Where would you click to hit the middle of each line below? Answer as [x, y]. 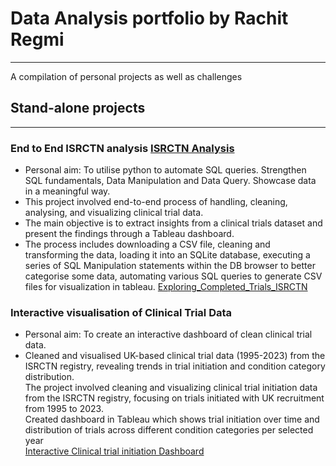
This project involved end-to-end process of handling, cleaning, [156, 202]
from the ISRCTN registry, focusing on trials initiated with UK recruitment [174, 398]
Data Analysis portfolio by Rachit [149, 18]
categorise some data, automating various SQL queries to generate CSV [173, 276]
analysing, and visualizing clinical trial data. [114, 213]
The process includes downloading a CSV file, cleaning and [147, 244]
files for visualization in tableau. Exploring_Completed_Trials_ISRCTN [166, 287]
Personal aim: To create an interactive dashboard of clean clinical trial [168, 334]
